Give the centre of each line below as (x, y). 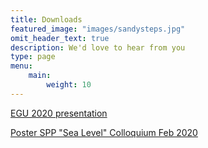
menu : (21, 66)
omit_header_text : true (60, 38)
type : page (33, 57)
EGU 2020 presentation (59, 113)
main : (40, 76)
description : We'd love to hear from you (98, 47)
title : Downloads (46, 19)
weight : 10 (69, 85)
